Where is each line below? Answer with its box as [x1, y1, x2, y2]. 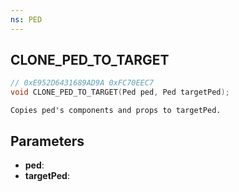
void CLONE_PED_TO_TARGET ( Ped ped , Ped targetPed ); [10, 87, 230, 98]
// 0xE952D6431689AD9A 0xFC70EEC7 [10, 78, 155, 88]
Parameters [10, 132, 85, 150]
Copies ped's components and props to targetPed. [10, 106, 222, 116]
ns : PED [10, 14, 43, 25]
